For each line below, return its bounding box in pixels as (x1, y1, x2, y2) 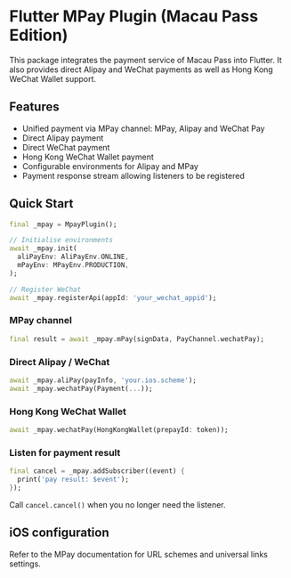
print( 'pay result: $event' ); (17, 475, 129, 484)
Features (9, 100, 60, 115)
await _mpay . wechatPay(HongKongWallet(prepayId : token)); (9, 426, 229, 435)
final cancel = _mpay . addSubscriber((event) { (9, 467, 185, 476)
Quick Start (9, 196, 74, 211)
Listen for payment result (9, 446, 121, 459)
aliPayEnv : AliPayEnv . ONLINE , (17, 252, 129, 262)
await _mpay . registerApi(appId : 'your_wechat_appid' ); (9, 293, 217, 302)
